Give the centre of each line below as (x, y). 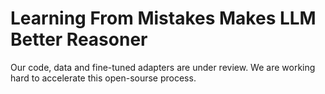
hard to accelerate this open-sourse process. (103, 78)
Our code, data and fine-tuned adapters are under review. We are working (163, 67)
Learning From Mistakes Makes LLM (163, 18)
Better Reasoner (79, 39)
